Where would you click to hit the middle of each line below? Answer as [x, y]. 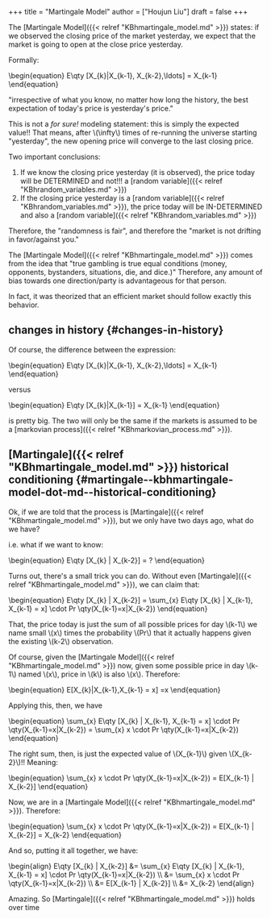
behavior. [24, 305]
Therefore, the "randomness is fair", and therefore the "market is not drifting [135, 231]
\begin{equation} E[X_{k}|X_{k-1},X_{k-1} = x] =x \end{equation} [115, 689]
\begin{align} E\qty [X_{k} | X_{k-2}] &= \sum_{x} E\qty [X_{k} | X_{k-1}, [126, 866]
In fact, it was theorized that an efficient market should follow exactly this [130, 296]
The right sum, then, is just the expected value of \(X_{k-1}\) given [118, 754]
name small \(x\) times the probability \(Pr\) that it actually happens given [130, 633]
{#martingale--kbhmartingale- [154, 480]
